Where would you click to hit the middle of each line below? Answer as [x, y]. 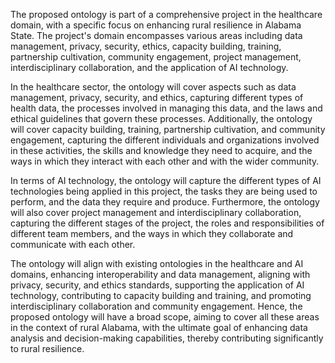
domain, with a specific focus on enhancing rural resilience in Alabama [156, 25]
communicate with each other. [73, 244]
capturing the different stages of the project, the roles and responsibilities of [167, 223]
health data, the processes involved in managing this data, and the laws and [166, 108]
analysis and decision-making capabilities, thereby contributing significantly [167, 338]
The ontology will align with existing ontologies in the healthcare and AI [157, 263]
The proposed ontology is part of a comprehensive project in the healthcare [166, 14]
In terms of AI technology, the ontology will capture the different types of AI [166, 180]
